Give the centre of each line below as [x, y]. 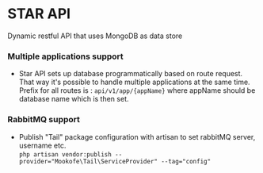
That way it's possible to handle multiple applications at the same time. [134, 82]
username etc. [42, 145]
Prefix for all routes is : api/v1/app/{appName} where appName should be [137, 90]
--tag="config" [186, 161]
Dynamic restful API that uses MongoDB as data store [95, 36]
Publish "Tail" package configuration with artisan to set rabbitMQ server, [137, 136]
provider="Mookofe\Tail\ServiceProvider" [88, 161]
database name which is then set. [74, 99]
